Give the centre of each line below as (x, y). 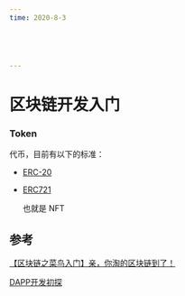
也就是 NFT (43, 208)
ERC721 (37, 190)
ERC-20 (37, 172)
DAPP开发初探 (36, 282)
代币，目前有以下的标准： (57, 154)
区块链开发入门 (65, 104)
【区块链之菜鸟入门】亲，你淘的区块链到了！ (92, 263)
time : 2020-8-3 (38, 18)
